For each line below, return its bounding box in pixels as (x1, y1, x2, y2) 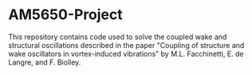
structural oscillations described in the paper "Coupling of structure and (8, 40, 245, 49)
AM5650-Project (8, 6, 124, 24)
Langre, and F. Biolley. (8, 57, 81, 67)
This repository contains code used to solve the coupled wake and (8, 32, 227, 41)
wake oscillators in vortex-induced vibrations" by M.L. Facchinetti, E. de (8, 49, 245, 58)
